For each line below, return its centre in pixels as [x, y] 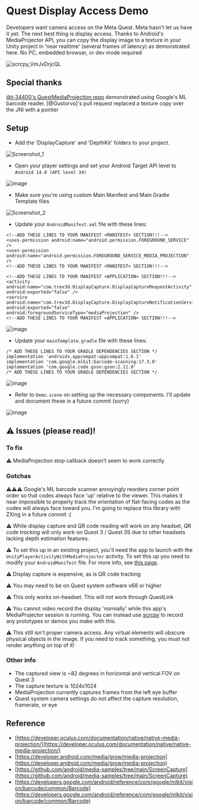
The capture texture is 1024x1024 [56, 685]
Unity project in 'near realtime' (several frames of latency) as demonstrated [98, 46]
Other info [21, 661]
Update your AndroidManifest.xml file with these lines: [81, 224]
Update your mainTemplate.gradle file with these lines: [81, 340]
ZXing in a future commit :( [39, 514]
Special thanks [34, 83]
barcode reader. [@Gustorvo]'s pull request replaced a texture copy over [95, 103]
